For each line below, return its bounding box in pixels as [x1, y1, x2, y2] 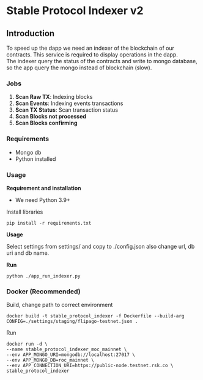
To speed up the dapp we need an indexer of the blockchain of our [6, 44, 174, 52]
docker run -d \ [6, 341, 48, 347]
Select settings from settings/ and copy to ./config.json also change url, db [6, 242, 195, 250]
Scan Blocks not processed [15, 113, 87, 120]
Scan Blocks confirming [15, 119, 78, 126]
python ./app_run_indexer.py [6, 273, 81, 279]
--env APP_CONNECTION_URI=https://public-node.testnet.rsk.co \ [6, 363, 174, 369]
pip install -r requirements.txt [6, 220, 92, 226]
